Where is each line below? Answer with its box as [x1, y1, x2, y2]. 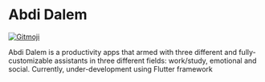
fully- [238, 47, 256, 57]
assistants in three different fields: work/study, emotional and [54, 56, 257, 65]
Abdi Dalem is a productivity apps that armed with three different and [8, 47, 237, 57]
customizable [8, 56, 53, 65]
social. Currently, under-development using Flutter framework [8, 64, 213, 73]
